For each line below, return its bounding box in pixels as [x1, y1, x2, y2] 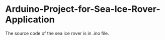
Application [5, 14, 55, 25]
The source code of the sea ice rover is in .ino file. [5, 30, 109, 36]
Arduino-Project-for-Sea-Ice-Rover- [5, 3, 160, 15]
